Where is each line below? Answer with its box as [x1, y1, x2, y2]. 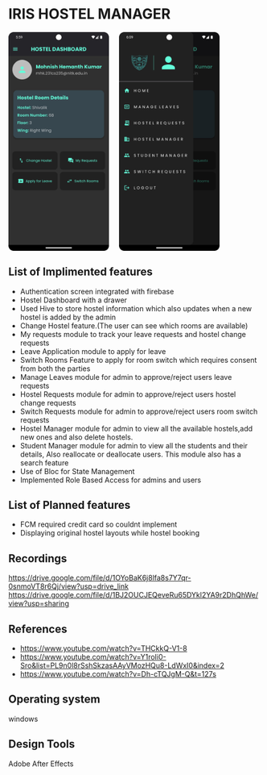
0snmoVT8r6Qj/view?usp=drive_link [8, 581, 129, 591]
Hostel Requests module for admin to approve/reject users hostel [19, 389, 236, 399]
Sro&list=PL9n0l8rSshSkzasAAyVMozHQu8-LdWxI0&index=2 [19, 660, 225, 670]
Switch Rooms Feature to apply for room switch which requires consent [19, 355, 257, 365]
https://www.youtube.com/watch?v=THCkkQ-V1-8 [19, 644, 187, 653]
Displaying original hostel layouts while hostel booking [19, 528, 199, 538]
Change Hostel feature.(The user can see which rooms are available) [19, 320, 249, 331]
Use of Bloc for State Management [19, 466, 135, 476]
